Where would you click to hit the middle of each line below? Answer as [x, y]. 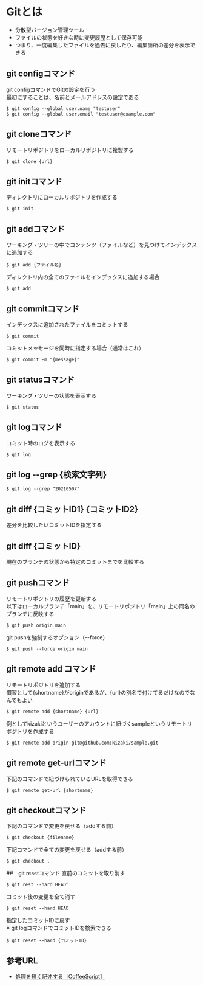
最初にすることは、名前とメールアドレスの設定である [73, 97]
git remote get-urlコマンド [56, 763]
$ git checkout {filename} [40, 838]
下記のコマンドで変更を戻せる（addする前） [62, 826]
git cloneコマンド [39, 134]
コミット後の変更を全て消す [41, 897]
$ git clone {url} [29, 161]
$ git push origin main [36, 625]
